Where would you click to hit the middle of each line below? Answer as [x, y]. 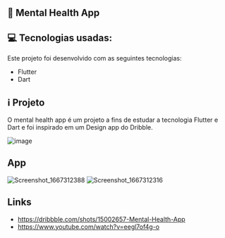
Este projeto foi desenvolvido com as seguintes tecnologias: [95, 58]
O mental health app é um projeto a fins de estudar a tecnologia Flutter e [113, 120]
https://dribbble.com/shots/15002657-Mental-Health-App [101, 219]
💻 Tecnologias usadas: [60, 38]
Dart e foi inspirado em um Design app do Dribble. [80, 127]
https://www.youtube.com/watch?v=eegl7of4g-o [89, 227]
